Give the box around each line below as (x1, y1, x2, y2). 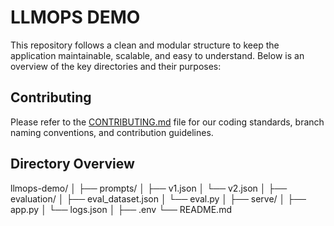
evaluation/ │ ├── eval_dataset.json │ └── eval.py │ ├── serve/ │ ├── (10, 192, 307, 205)
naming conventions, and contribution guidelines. (10, 126, 214, 138)
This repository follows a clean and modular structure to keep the (10, 39, 280, 51)
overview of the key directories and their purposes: (10, 60, 222, 72)
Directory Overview (10, 156, 135, 173)
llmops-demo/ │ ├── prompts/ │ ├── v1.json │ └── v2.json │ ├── (10, 182, 288, 194)
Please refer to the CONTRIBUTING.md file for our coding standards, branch (10, 116, 325, 128)
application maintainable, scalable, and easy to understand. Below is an (10, 49, 305, 61)
